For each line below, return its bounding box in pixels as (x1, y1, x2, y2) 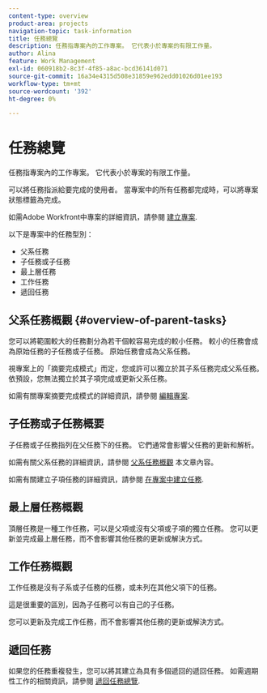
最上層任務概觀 (8, 500, 83, 515)
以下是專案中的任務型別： (8, 229, 94, 239)
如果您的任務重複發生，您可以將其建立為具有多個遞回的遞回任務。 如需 (8, 666, 244, 676)
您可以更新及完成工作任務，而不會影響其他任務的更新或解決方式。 (8, 617, 228, 627)
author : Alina (8, 49, 57, 58)
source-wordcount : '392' (8, 87, 92, 96)
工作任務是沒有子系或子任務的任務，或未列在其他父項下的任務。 (8, 583, 221, 592)
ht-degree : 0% (8, 95, 57, 103)
